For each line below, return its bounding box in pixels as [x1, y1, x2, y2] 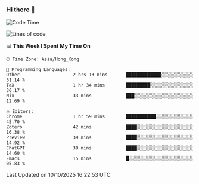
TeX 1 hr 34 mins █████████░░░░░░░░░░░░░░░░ [6, 82, 194, 88]
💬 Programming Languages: [6, 67, 70, 73]
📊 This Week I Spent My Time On [6, 42, 91, 50]
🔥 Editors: [6, 109, 34, 115]
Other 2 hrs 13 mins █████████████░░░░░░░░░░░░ [6, 72, 194, 78]
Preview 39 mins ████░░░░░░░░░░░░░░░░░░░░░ [6, 134, 194, 141]
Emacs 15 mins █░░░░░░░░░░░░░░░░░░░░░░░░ [6, 155, 194, 162]
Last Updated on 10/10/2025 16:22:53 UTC [6, 171, 111, 179]
